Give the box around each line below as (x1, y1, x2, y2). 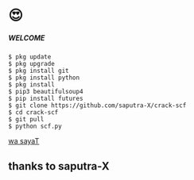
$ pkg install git (8, 67, 69, 75)
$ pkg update (8, 53, 52, 61)
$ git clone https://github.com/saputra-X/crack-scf (8, 101, 187, 109)
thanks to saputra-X (8, 159, 110, 173)
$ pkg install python (8, 74, 80, 82)
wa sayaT (8, 136, 40, 146)
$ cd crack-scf (8, 109, 59, 117)
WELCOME (8, 33, 45, 42)
